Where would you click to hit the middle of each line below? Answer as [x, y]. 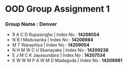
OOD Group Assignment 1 [57, 9]
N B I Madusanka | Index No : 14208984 [53, 40]
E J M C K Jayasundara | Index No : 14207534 [59, 55]
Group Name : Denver [31, 24]
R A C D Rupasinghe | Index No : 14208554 [56, 34]
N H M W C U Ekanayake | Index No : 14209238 [60, 50]
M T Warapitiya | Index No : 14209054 [51, 45]
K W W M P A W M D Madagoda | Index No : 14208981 [67, 60]
